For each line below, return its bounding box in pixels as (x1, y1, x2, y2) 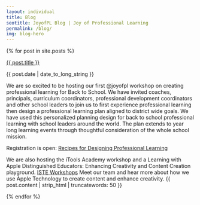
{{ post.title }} (6, 59, 40, 66)
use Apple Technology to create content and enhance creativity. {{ (6, 175, 171, 182)
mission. (6, 133, 27, 140)
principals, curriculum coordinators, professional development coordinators (6, 95, 193, 102)
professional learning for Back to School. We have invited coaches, (6, 88, 172, 96)
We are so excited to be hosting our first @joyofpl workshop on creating (6, 82, 184, 90)
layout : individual (6, 8, 55, 15)
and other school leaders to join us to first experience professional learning (6, 101, 192, 108)
